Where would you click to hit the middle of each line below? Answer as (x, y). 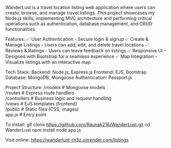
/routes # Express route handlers (40, 93)
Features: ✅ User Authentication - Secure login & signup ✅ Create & (77, 39)
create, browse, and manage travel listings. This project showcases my (80, 13)
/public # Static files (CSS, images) (42, 109)
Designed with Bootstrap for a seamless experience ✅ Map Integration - (81, 56)
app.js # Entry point (26, 114)
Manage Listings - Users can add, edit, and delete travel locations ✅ (77, 45)
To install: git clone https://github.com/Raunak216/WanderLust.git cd (78, 124)
